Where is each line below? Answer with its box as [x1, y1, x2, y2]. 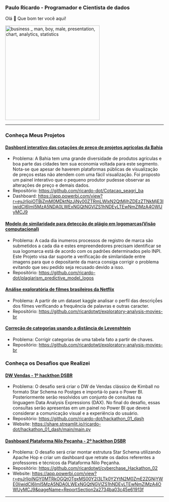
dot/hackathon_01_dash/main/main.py [12, 426, 92, 432]
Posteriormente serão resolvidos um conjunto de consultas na [12, 394, 142, 400]
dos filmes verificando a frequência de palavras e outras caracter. [12, 303, 149, 309]
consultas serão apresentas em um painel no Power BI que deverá [12, 405, 150, 411]
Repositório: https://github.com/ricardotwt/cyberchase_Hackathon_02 [12, 465, 158, 471]
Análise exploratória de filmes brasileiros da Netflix [5, 287, 115, 293]
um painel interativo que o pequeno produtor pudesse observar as [12, 177, 150, 183]
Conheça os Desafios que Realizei [5, 360, 90, 367]
